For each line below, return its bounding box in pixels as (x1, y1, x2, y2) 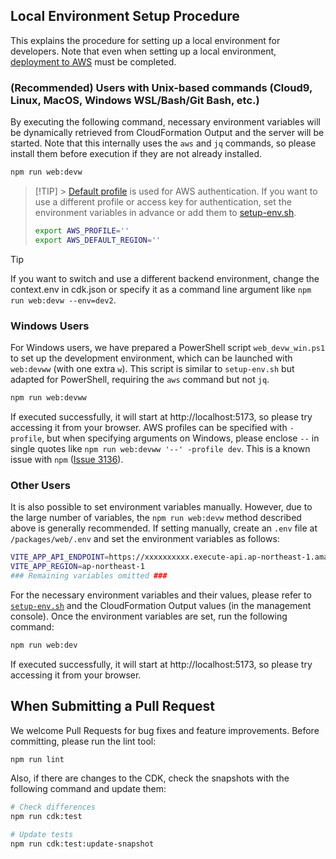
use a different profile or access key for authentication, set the (34, 195, 292, 208)
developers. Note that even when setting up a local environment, (10, 45, 277, 57)
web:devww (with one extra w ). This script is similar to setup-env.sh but (10, 363, 295, 375)
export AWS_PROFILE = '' (34, 225, 130, 236)
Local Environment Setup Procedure (10, 8, 240, 25)
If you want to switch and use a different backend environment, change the (10, 272, 320, 284)
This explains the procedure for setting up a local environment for (10, 34, 281, 46)
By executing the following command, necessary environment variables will (10, 116, 321, 128)
